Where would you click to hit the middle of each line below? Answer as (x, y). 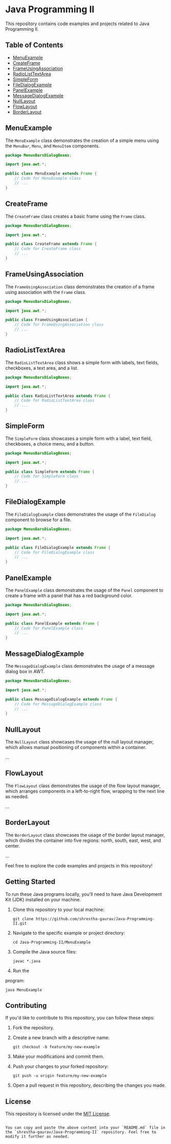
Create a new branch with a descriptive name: (61, 1037)
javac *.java (27, 961)
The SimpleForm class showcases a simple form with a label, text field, (79, 438)
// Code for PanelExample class (49, 628)
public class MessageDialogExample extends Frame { (61, 699)
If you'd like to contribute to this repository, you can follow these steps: (80, 1018)
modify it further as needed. (38, 1137)
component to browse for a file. (38, 520)
